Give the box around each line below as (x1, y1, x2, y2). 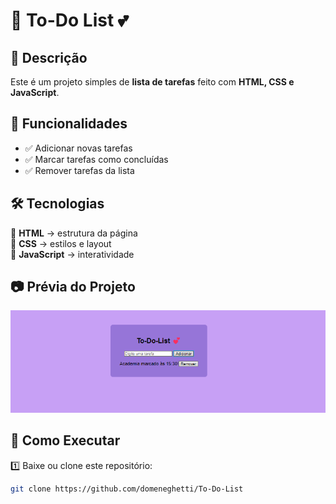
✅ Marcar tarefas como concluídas (24, 153, 169, 165)
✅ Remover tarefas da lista (24, 164, 135, 176)
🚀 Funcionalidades (10, 115, 128, 133)
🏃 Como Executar (10, 432, 121, 449)
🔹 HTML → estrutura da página (10, 227, 138, 239)
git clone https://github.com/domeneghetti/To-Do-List (10, 484, 244, 494)
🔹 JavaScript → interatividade (10, 248, 135, 260)
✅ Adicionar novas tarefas (24, 142, 133, 154)
